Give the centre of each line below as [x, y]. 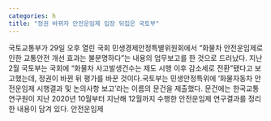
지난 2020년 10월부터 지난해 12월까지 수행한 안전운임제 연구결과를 [141, 98]
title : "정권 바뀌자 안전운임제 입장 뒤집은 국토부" [84, 24]
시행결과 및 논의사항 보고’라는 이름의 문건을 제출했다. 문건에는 [133, 88]
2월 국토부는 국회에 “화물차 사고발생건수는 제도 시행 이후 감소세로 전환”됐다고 [131, 68]
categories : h [32, 16]
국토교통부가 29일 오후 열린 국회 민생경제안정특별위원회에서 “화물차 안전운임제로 [136, 48]
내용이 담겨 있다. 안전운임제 [60, 108]
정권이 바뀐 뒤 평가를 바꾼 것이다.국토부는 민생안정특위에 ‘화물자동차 [146, 78]
